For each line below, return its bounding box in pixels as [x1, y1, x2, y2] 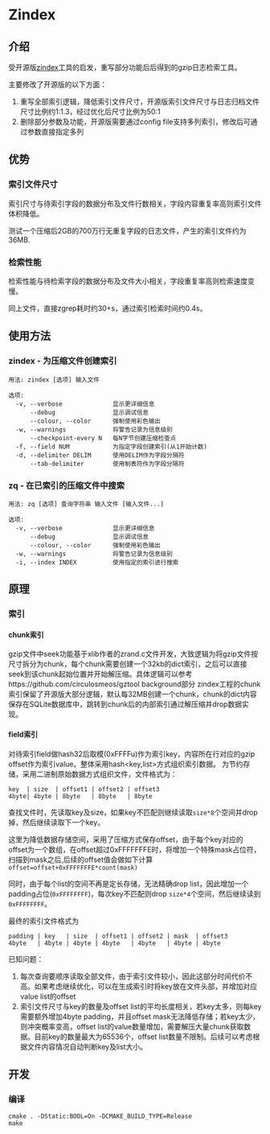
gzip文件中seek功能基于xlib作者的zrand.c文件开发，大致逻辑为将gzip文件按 [8, 649, 259, 659]
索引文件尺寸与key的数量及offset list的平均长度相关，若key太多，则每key [19, 1001, 262, 1011]
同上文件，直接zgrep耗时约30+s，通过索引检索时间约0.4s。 [8, 303, 207, 313]
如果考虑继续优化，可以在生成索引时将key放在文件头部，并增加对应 [34, 981, 257, 991]
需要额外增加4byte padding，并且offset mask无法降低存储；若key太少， [19, 1012, 260, 1021]
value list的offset [19, 992, 76, 1001]
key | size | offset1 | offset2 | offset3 [8, 785, 160, 794]
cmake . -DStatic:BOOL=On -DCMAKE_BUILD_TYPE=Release [8, 1112, 193, 1120]
